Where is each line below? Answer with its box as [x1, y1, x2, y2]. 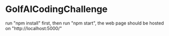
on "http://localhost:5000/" [5, 25, 62, 31]
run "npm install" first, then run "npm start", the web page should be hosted [5, 20, 164, 26]
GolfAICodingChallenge [5, 3, 108, 15]
